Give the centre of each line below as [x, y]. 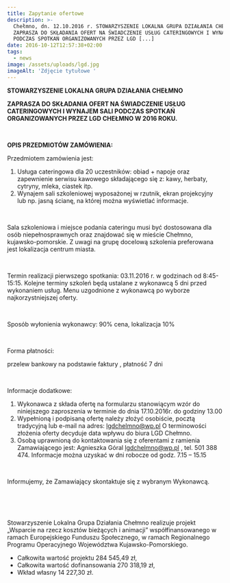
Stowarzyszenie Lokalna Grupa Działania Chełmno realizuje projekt [102, 523]
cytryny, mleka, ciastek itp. [55, 186]
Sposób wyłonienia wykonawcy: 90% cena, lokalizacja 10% [91, 324]
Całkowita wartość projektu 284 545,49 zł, [77, 558]
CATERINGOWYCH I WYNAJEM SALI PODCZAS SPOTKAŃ [91, 111]
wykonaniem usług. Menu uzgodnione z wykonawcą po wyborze [99, 290]
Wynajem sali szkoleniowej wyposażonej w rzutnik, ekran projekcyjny [115, 193]
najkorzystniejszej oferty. [42, 297]
